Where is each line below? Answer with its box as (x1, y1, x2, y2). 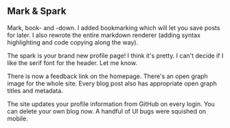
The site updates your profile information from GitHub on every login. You (7, 99, 215, 108)
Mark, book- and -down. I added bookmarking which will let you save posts (7, 23, 220, 31)
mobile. (7, 114, 29, 123)
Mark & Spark (7, 5, 67, 17)
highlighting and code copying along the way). (7, 38, 139, 47)
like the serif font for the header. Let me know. (7, 58, 138, 67)
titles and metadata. (7, 86, 63, 94)
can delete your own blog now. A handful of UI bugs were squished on (7, 107, 206, 115)
